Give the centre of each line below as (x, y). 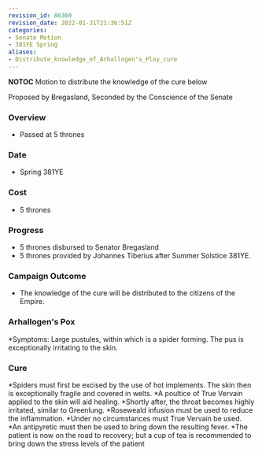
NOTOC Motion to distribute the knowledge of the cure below (108, 82)
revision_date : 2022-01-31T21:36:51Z (70, 23)
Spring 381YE (41, 172)
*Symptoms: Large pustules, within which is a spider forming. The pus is (126, 339)
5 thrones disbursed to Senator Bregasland (89, 247)
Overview (27, 117)
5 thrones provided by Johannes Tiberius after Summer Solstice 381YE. (135, 256)
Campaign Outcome (47, 276)
